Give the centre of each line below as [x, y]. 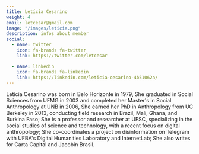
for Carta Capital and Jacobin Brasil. [50, 145]
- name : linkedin [33, 66]
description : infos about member [48, 34]
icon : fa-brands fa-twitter [51, 50]
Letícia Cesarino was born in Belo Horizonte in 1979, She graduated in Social [99, 94]
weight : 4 [18, 17]
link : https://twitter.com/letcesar [62, 56]
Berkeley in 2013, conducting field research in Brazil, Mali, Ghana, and [92, 113]
